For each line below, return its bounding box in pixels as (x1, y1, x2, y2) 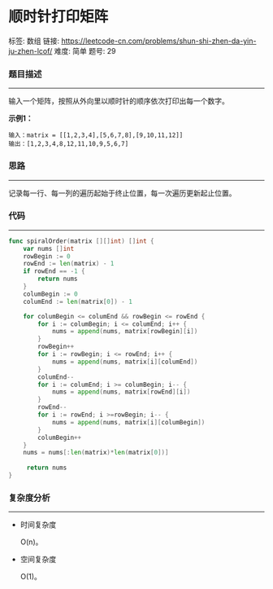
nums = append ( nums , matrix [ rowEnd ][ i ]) (51, 388, 191, 396)
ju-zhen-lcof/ (8, 46, 53, 55)
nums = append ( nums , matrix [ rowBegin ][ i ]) (51, 327, 198, 336)
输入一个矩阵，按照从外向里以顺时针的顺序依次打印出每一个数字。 (8, 96, 229, 106)
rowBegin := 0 (23, 252, 71, 261)
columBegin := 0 (23, 290, 79, 298)
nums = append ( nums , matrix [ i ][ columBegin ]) (51, 418, 206, 426)
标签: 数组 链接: (8, 36, 59, 46)
